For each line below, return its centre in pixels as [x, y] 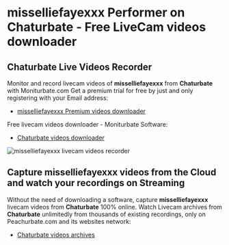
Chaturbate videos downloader [60, 138]
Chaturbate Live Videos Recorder [80, 67]
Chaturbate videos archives [56, 235]
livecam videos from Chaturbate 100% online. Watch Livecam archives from [114, 207]
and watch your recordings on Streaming [96, 183]
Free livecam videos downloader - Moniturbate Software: [87, 124]
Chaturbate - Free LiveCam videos [107, 27]
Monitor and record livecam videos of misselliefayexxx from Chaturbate [110, 83]
